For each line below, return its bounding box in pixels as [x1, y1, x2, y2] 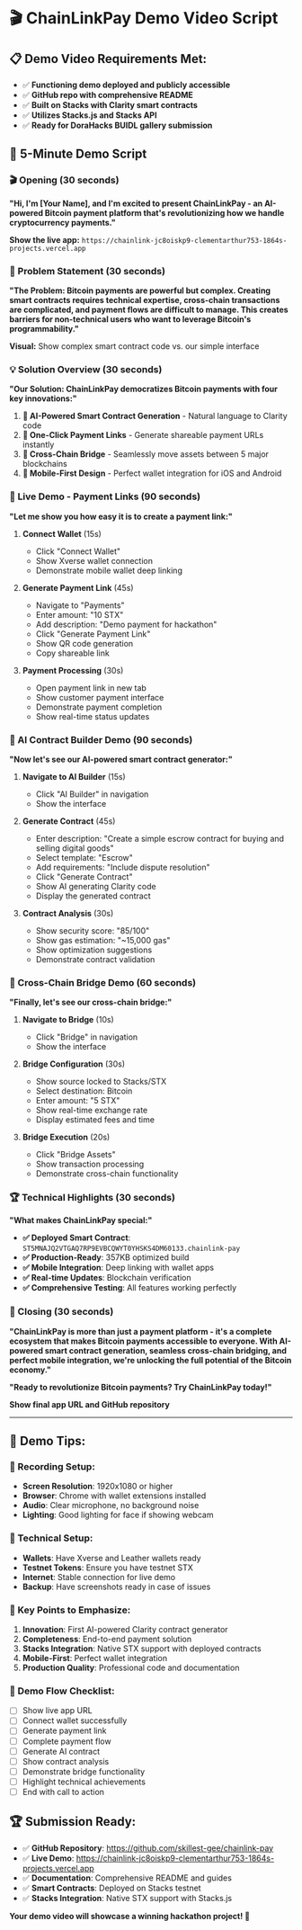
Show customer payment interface [35, 692, 164, 702]
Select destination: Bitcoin [35, 1086, 133, 1096]
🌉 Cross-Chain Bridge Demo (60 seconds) [9, 976, 197, 988]
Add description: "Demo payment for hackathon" [35, 619, 218, 630]
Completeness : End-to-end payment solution [22, 1634, 191, 1645]
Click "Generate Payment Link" [35, 628, 151, 639]
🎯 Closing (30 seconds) [9, 1306, 114, 1318]
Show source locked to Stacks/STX [35, 1077, 167, 1087]
